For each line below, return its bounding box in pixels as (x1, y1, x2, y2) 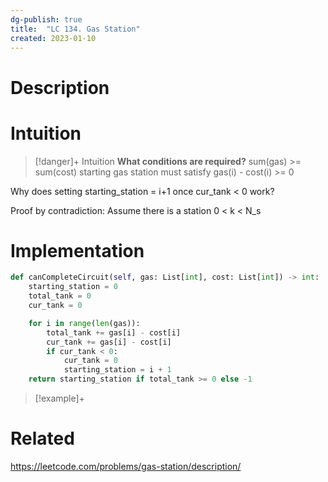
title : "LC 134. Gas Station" (10, 24, 141, 34)
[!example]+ (34, 392, 85, 405)
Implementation (10, 239, 145, 262)
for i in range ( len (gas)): (28, 318, 141, 328)
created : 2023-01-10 (10, 33, 97, 43)
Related (10, 427, 75, 450)
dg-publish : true (10, 14, 83, 25)
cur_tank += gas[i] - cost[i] (46, 337, 172, 347)
